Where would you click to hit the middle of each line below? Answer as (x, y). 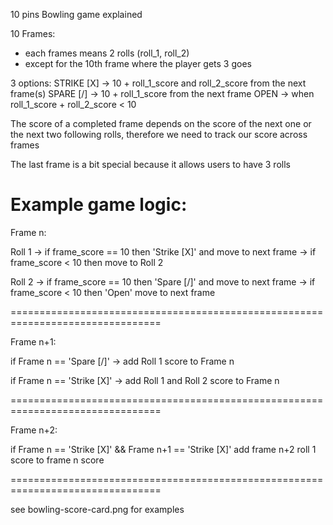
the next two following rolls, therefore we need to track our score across (159, 134)
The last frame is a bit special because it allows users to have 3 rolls (150, 164)
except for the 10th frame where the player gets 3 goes (138, 63)
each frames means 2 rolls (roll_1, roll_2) (107, 53)
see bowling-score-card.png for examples (97, 509)
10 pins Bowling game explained (76, 14)
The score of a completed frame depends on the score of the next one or (161, 123)
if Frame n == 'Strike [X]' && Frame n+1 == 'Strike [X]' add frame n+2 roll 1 (163, 449)
